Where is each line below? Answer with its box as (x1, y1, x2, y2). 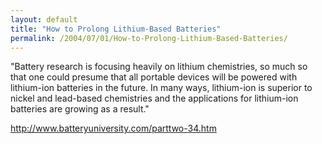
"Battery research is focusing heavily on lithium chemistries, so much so (10, 61, 308, 73)
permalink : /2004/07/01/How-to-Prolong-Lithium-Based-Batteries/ (10, 33, 288, 43)
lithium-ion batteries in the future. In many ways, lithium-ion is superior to (10, 82, 313, 94)
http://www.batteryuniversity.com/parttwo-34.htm (10, 122, 217, 135)
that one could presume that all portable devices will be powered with (10, 71, 298, 83)
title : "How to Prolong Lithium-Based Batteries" (10, 24, 222, 34)
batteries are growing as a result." (10, 103, 150, 115)
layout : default (10, 14, 78, 25)
